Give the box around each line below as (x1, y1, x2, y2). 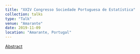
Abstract (5, 44, 23, 49)
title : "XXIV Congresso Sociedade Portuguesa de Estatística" (5, 7, 136, 12)
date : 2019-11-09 (5, 26, 41, 30)
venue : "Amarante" (5, 21, 43, 26)
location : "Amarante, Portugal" (5, 30, 71, 35)
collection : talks (5, 12, 43, 17)
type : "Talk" (5, 16, 32, 21)
